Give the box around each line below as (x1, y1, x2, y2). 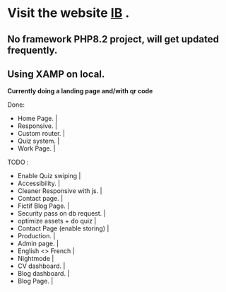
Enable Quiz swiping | (17, 172, 81, 180)
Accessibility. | (17, 179, 61, 188)
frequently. (7, 44, 58, 56)
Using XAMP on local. (7, 68, 105, 80)
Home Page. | (17, 115, 58, 123)
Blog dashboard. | (17, 269, 70, 278)
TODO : (7, 158, 30, 167)
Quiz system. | (17, 136, 60, 146)
